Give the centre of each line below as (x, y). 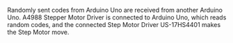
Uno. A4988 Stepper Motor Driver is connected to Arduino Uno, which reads (117, 17)
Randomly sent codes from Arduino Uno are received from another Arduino (115, 10)
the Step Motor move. (38, 32)
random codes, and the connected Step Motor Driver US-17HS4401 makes (114, 25)
